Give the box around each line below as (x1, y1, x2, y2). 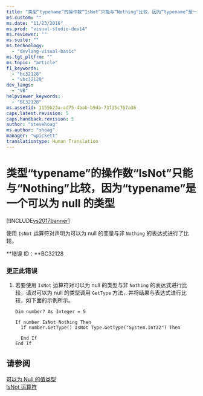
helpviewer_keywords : (6, 93, 61, 99)
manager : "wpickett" (6, 133, 59, 139)
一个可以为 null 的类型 (6, 196, 115, 210)
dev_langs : (6, 82, 34, 88)
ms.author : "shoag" (6, 127, 56, 133)
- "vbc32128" (11, 76, 45, 82)
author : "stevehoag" (6, 122, 59, 128)
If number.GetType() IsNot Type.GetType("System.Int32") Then (21, 325, 181, 331)
